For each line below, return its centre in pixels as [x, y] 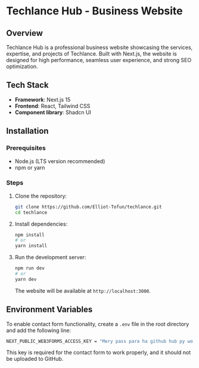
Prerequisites [26, 148]
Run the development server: [50, 257]
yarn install [31, 246]
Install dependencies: [41, 224]
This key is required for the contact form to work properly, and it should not [99, 352]
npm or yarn [30, 167]
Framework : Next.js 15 [43, 99]
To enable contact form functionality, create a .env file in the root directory [98, 324]
